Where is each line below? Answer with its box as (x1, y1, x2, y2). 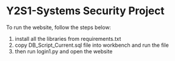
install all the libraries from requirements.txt (14, 35, 122, 42)
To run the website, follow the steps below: (6, 24, 112, 31)
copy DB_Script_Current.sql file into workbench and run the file (14, 41, 169, 49)
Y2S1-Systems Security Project (6, 4, 165, 18)
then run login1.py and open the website (14, 47, 113, 54)
